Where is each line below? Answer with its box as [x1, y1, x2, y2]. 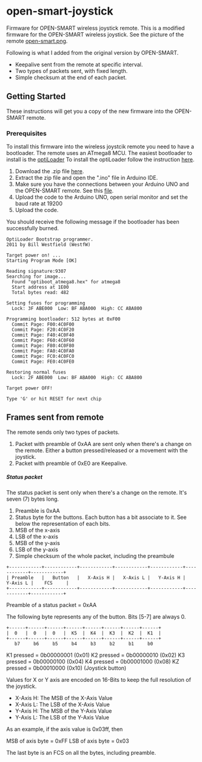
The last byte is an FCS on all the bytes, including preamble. [6, 749, 157, 756]
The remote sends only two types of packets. [6, 428, 120, 436]
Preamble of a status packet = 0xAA [6, 601, 97, 608]
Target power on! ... [6, 252, 61, 259]
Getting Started [6, 91, 66, 101]
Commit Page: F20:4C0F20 [12, 327, 75, 333]
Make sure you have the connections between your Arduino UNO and [15, 180, 189, 188]
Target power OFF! [6, 385, 53, 391]
